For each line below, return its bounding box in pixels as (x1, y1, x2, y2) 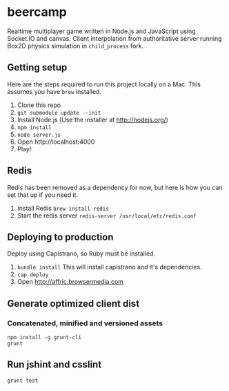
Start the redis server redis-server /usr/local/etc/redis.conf (17, 211, 197, 220)
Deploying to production (7, 231, 114, 242)
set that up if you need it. (7, 191, 78, 199)
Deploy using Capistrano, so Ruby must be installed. (7, 249, 156, 258)
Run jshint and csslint (7, 359, 102, 370)
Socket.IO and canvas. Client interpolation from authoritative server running (7, 34, 222, 42)
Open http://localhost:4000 (17, 137, 95, 146)
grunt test (7, 377, 39, 384)
